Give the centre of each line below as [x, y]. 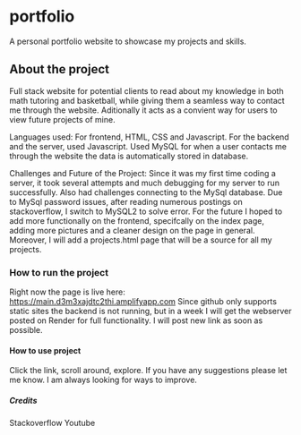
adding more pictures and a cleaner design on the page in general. [132, 230]
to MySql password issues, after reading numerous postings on [126, 201]
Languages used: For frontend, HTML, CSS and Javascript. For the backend [149, 137]
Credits [23, 400]
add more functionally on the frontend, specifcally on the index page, [137, 220]
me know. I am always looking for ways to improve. [103, 380]
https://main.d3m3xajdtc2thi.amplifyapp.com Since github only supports [143, 302]
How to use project [45, 350]
